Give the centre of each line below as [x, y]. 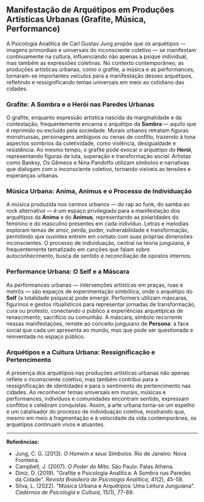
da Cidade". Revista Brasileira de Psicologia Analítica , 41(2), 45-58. [99, 479]
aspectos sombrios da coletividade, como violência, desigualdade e [91, 143]
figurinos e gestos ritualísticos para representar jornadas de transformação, [101, 304]
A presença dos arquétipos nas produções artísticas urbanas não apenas [98, 373]
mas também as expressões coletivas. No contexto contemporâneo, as [95, 62]
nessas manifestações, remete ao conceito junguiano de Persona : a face [98, 323]
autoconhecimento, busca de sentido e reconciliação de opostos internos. [99, 256]
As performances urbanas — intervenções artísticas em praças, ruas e [95, 285]
